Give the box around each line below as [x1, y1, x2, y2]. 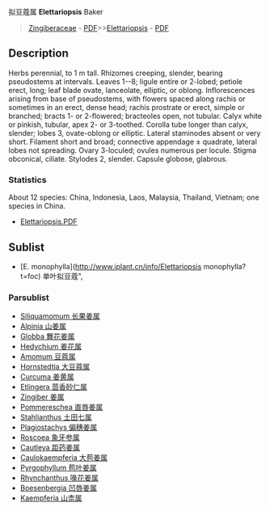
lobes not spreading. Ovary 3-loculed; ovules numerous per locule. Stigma [8, 145, 257, 155]
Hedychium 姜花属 [19, 342, 82, 352]
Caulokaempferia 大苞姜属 [19, 453, 108, 462]
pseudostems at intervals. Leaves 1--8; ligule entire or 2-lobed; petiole [8, 76, 243, 87]
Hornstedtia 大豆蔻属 [19, 362, 91, 372]
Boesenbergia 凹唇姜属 [19, 484, 97, 493]
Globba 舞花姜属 [19, 332, 75, 341]
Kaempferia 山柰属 [19, 493, 82, 503]
